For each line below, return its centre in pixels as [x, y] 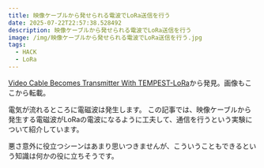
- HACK [26, 52]
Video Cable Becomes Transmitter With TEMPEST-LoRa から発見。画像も [126, 83]
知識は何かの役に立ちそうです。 [66, 155]
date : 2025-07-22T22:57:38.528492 [65, 23]
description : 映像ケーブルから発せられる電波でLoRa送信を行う [100, 30]
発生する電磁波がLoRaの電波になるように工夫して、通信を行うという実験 [127, 119]
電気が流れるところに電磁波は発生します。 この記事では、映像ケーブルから [130, 109]
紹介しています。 [56, 129]
